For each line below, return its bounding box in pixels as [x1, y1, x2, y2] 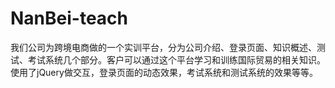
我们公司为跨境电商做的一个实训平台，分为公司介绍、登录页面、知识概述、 [10, 41, 317, 53]
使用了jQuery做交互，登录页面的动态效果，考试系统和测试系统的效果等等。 [10, 66, 318, 78]
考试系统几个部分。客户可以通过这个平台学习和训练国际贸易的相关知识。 [27, 53, 326, 66]
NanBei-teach [10, 7, 129, 30]
